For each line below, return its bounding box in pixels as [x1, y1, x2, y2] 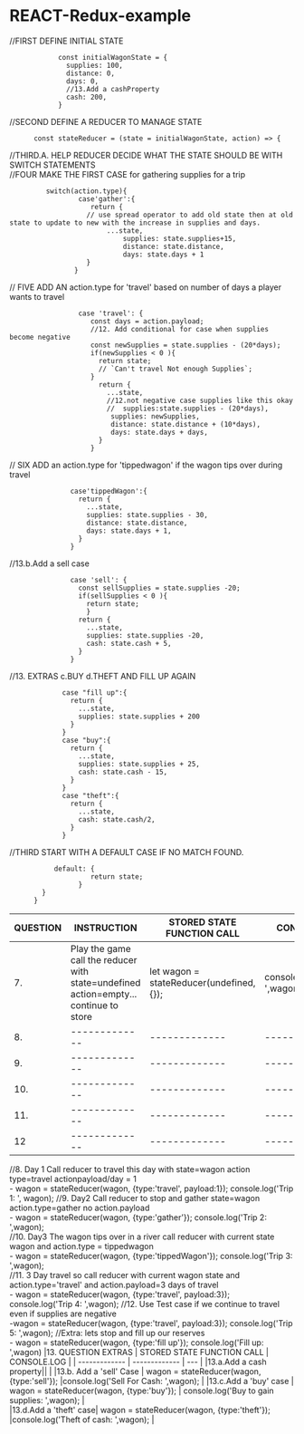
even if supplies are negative [9, 1308, 118, 1319]
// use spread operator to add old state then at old [86, 210, 294, 219]
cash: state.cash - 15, [78, 767, 168, 776]
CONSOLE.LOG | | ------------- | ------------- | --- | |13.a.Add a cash [9, 1356, 267, 1367]
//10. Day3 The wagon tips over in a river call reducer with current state [9, 1231, 275, 1242]
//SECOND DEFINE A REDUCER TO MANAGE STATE [9, 116, 203, 127]
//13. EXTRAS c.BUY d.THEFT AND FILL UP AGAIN [9, 670, 196, 681]
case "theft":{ [62, 791, 119, 800]
